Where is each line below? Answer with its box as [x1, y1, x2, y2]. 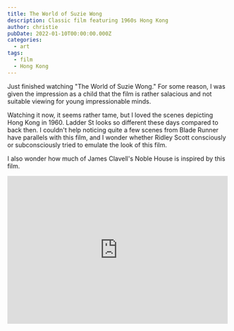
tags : [7, 50, 23, 57]
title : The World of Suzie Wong [7, 10, 102, 18]
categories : [7, 37, 42, 44]
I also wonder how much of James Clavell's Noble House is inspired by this [7, 154, 226, 163]
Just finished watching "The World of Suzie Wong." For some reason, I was [7, 82, 226, 90]
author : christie [7, 23, 58, 30]
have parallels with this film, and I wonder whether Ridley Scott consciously [7, 133, 227, 142]
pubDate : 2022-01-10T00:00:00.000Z [7, 30, 112, 37]
